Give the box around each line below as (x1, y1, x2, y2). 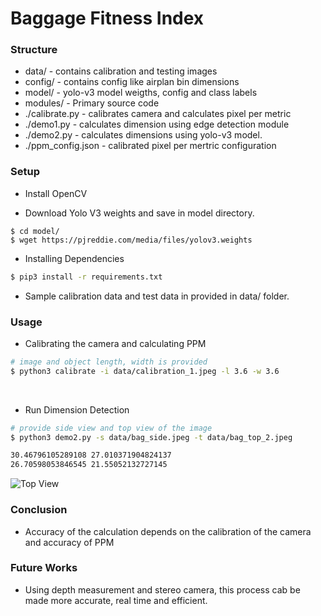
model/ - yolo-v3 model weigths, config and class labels (24, 87, 258, 99)
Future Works (10, 561, 78, 575)
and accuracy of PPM (24, 536, 115, 548)
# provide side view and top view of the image (10, 423, 213, 433)
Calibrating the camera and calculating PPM (24, 337, 207, 349)
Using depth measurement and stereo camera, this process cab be (24, 583, 301, 596)
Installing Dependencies (24, 252, 125, 264)
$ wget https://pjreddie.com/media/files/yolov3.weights (10, 235, 253, 245)
